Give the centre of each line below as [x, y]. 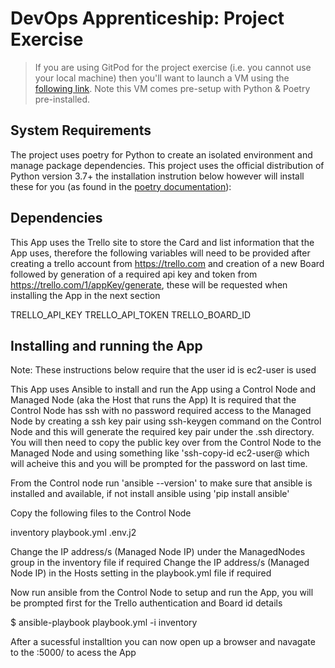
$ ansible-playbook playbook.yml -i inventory [104, 623]
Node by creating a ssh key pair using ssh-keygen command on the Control [166, 421]
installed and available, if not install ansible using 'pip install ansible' [150, 494]
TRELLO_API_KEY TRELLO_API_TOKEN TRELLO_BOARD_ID [131, 314]
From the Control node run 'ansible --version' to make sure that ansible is [161, 483]
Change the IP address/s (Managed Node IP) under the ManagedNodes [158, 552]
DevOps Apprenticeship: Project [147, 18]
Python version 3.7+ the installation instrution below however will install [157, 176]
